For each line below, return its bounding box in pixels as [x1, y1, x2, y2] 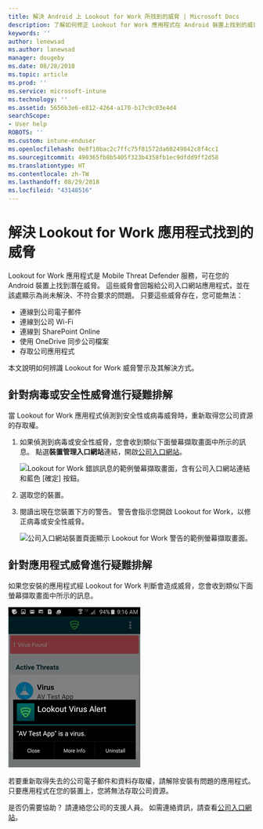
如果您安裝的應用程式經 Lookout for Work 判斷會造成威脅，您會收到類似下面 [8, 581, 254, 590]
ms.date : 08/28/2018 [8, 63, 76, 71]
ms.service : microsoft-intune [8, 87, 107, 95]
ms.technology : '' [8, 95, 68, 104]
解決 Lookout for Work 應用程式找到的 [8, 224, 254, 242]
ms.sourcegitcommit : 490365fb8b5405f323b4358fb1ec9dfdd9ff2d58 [8, 153, 219, 161]
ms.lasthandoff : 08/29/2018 [8, 178, 100, 186]
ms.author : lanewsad [8, 46, 76, 54]
